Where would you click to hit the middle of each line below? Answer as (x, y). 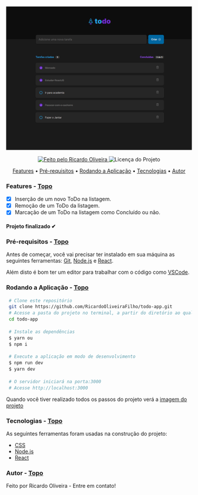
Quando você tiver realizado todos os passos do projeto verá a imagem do (97, 399)
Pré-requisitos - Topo (37, 241)
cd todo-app (23, 319)
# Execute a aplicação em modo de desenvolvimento (72, 357)
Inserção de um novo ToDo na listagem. (63, 199)
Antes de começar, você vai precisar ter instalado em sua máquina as (90, 254)
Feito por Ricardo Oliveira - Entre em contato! (61, 486)
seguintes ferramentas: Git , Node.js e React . (60, 261)
